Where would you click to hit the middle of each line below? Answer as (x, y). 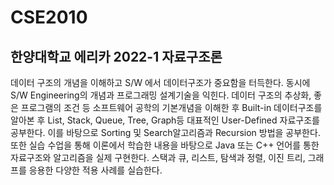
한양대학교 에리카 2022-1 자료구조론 (116, 56)
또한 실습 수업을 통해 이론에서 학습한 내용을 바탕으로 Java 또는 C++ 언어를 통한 (165, 145)
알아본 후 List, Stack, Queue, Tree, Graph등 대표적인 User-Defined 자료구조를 (165, 120)
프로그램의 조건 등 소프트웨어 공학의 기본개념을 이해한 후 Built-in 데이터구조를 (171, 107)
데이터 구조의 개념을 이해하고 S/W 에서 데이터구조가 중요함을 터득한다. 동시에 (160, 82)
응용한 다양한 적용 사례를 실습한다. (95, 170)
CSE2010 (49, 17)
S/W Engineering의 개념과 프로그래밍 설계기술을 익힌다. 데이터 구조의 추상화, (161, 95)
